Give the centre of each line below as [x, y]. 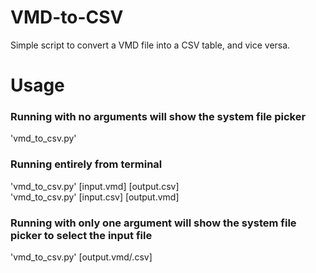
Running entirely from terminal [86, 164]
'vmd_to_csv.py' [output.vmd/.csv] [81, 257]
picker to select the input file [81, 235]
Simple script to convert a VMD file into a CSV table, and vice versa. [150, 45]
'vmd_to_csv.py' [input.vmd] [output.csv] [95, 186]
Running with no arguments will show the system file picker [158, 117]
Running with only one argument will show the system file [153, 223]
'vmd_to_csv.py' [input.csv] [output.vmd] [95, 197]
